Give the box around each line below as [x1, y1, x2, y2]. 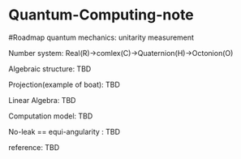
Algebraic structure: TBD [8, 63, 92, 74]
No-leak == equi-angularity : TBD [8, 127, 120, 136]
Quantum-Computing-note [8, 6, 195, 24]
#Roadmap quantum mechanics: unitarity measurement [8, 32, 195, 42]
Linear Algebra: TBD [8, 95, 76, 105]
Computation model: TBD [8, 111, 93, 121]
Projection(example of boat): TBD [8, 79, 120, 89]
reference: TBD [8, 142, 60, 152]
